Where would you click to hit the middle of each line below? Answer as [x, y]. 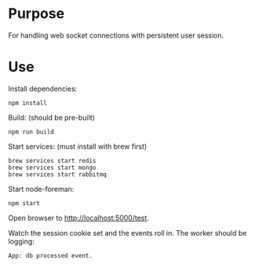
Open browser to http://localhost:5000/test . [78, 218]
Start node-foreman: [41, 189]
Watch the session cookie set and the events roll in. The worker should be [127, 233]
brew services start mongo [52, 168]
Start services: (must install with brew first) [78, 146]
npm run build [31, 132]
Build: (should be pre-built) [52, 117]
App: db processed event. [50, 255]
